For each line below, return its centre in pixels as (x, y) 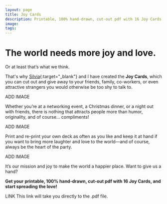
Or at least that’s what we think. (37, 67)
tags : (11, 28)
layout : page (19, 10)
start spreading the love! (31, 187)
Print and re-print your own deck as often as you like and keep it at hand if (81, 136)
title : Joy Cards (23, 14)
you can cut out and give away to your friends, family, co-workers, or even (82, 82)
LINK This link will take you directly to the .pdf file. (57, 196)
